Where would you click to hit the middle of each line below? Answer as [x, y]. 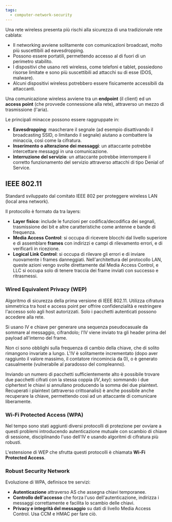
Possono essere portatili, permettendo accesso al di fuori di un [79, 56]
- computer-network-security [41, 15]
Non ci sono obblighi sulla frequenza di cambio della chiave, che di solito [82, 348]
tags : [11, 10]
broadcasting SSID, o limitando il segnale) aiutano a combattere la [82, 135]
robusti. [13, 442]
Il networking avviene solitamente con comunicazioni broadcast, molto [88, 45]
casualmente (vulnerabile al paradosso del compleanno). [65, 364]
